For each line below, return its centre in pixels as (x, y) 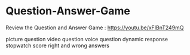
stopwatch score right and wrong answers (58, 45)
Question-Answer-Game (68, 11)
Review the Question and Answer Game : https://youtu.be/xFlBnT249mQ (95, 27)
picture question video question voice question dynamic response (87, 39)
